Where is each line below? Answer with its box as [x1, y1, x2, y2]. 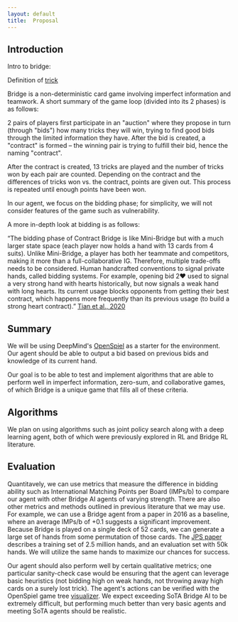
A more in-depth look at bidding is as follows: [7, 220, 140, 229]
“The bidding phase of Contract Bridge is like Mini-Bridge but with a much [7, 234, 224, 242]
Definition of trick [7, 76, 58, 85]
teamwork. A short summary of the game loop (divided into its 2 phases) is [7, 97, 226, 106]
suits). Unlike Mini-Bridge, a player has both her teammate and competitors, [7, 250, 229, 258]
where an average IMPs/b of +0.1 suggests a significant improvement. [7, 517, 212, 526]
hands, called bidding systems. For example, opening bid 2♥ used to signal [7, 272, 229, 281]
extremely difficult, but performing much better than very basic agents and [7, 599, 227, 608]
